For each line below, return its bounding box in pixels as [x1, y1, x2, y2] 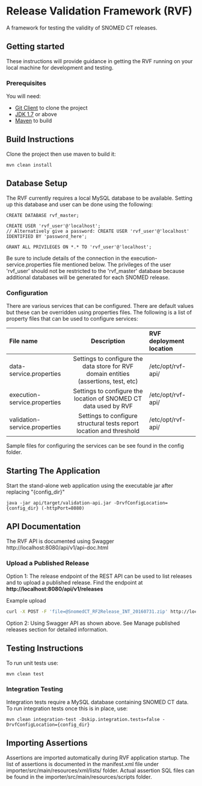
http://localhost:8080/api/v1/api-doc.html [6, 544, 109, 551]
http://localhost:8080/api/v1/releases [6, 585, 103, 592]
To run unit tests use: [6, 659, 59, 666]
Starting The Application [6, 466, 100, 476]
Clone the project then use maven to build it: [6, 150, 116, 158]
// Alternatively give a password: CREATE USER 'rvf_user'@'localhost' [6, 228, 189, 234]
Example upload [6, 597, 46, 604]
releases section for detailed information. [6, 625, 108, 633]
